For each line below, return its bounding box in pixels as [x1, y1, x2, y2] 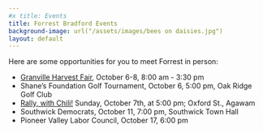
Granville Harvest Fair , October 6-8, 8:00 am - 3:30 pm [19, 72, 205, 82]
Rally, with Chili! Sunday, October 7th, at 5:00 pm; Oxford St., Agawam [19, 98, 256, 108]
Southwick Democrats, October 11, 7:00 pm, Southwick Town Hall [19, 107, 239, 117]
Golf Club [19, 90, 53, 100]
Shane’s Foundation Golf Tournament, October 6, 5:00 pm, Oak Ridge [19, 81, 252, 91]
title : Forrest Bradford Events [8, 19, 118, 28]
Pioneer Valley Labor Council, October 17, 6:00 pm [19, 115, 188, 126]
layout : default [8, 34, 63, 43]
